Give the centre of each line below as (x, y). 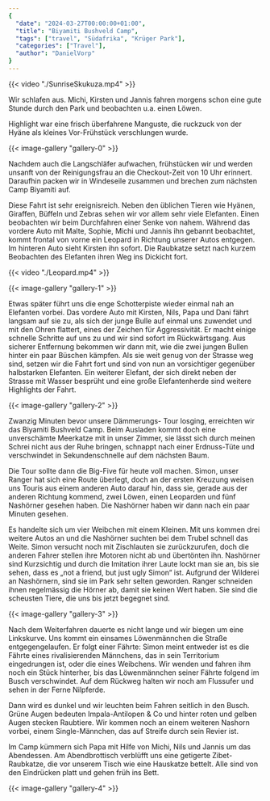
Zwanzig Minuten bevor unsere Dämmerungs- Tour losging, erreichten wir (132, 420)
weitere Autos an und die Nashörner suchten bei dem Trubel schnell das (128, 538)
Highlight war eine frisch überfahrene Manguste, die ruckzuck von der (125, 124)
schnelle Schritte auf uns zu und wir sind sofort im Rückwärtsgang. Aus (127, 338)
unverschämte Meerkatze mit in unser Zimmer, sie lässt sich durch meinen (132, 438)
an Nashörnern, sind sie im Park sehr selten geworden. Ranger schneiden (131, 581)
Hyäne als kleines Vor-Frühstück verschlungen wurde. (98, 132)
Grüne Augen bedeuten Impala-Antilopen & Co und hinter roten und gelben (133, 714)
